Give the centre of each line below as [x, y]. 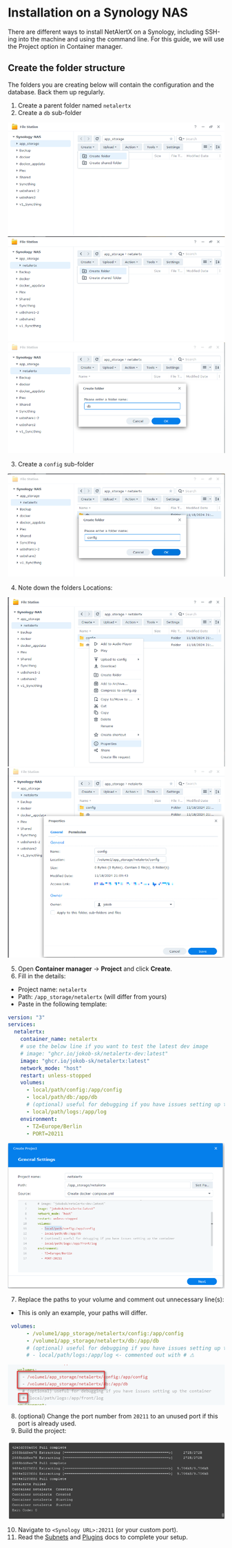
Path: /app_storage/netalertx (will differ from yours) [92, 996]
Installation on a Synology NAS [98, 13]
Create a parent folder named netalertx [74, 105]
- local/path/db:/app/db [62, 1097]
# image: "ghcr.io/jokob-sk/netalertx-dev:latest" [94, 1053]
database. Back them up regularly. [56, 92]
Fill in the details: [42, 976]
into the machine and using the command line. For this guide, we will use [121, 39]
